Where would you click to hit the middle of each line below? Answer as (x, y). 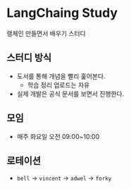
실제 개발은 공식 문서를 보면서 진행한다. (70, 94)
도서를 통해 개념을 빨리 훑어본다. (61, 76)
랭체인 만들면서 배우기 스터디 (46, 33)
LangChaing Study (62, 13)
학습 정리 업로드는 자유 (58, 85)
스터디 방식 (29, 58)
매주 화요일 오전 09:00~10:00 (58, 136)
